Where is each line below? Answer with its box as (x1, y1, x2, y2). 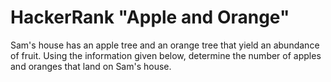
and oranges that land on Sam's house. (10, 60, 172, 72)
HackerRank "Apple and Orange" (10, 6, 290, 29)
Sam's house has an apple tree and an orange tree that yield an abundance (10, 39, 320, 51)
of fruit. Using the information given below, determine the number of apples (10, 49, 322, 61)
